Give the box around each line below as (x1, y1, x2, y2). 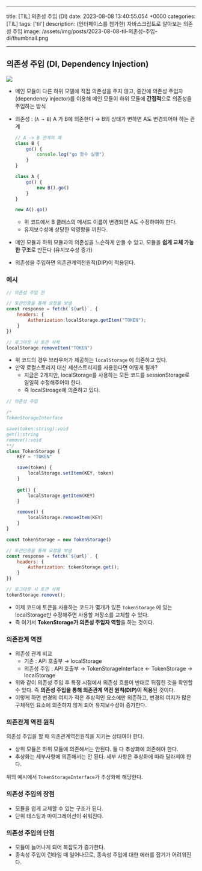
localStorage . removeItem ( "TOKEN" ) (6, 345, 93, 351)
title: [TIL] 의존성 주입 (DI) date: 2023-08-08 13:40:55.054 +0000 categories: (6, 13, 196, 20)
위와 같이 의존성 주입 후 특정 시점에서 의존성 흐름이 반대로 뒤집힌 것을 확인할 (14, 679, 194, 686)
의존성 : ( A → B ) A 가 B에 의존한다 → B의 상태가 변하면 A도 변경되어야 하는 (14, 115, 189, 122)
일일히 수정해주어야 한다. (23, 379, 82, 386)
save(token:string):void (6, 426, 69, 432)
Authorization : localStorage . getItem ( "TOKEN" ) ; (28, 317, 147, 324)
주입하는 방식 (14, 102, 46, 109)
